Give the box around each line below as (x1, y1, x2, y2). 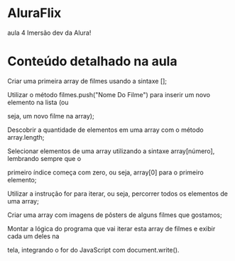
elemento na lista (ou (7, 98, 69, 106)
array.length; (7, 133, 45, 141)
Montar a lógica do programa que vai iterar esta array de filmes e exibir (7, 224, 216, 233)
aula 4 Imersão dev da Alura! (7, 28, 92, 37)
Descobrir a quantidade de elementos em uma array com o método (7, 126, 204, 134)
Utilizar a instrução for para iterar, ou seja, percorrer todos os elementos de (7, 189, 229, 198)
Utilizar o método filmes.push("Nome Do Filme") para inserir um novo (7, 90, 211, 99)
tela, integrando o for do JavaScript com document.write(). (7, 245, 180, 254)
